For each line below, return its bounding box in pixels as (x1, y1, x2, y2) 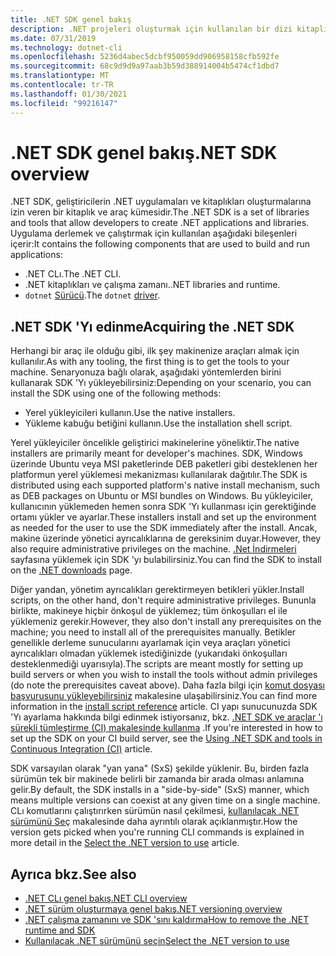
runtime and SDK (24, 924, 96, 936)
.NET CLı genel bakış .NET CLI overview (24, 892, 188, 905)
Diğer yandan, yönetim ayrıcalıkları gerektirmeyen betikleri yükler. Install (10, 584, 305, 596)
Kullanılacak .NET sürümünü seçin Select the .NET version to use (24, 935, 290, 947)
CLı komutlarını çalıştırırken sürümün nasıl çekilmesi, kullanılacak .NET (10, 805, 300, 817)
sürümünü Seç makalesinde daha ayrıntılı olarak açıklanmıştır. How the (10, 816, 298, 828)
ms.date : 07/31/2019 (10, 33, 97, 43)
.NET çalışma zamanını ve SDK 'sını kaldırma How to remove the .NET (24, 914, 310, 926)
